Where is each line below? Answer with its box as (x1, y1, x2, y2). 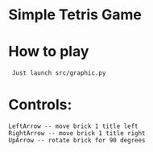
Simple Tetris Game (8, 6, 143, 24)
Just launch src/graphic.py (11, 69, 106, 77)
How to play (8, 43, 89, 61)
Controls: (8, 96, 72, 114)
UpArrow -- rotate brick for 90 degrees (8, 137, 147, 145)
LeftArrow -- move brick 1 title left (8, 122, 139, 130)
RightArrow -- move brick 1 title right (8, 129, 147, 138)
